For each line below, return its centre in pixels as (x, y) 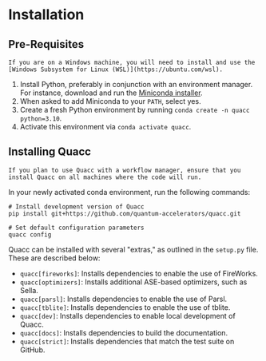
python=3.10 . (41, 118)
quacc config (30, 234)
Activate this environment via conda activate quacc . (105, 127)
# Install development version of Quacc (77, 206)
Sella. (29, 290)
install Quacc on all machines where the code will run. (105, 177)
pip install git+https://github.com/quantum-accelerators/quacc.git (125, 213)
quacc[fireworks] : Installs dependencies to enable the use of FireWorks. (139, 273)
